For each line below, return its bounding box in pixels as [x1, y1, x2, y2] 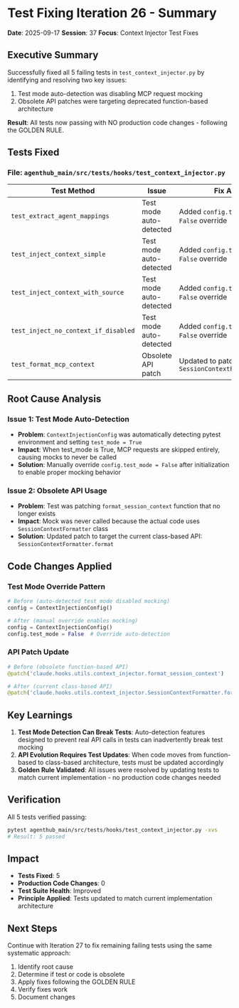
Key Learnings [7, 709, 73, 721]
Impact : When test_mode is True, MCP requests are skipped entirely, [17, 446, 221, 454]
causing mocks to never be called [17, 453, 117, 461]
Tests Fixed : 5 [17, 872, 60, 880]
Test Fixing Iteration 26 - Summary [7, 5, 217, 21]
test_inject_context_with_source [11, 289, 124, 296]
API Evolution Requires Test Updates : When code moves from [17, 751, 203, 759]
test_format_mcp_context [11, 360, 95, 369]
